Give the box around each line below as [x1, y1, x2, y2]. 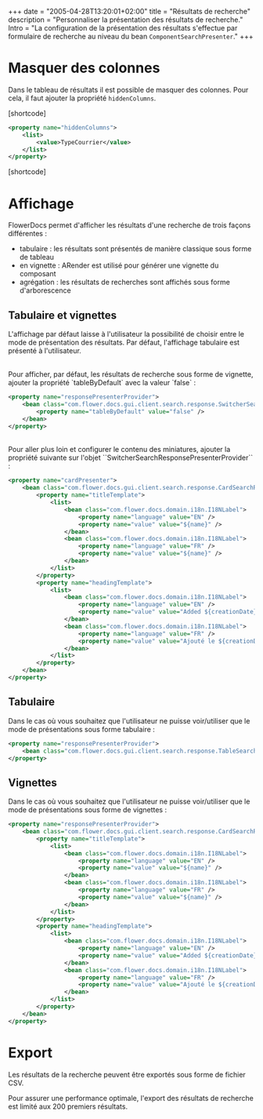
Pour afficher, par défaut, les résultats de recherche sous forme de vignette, [8, 370, 254, 379]
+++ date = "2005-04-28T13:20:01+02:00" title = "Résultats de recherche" [8, 7, 250, 16]
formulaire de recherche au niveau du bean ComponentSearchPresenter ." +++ [8, 31, 254, 41]
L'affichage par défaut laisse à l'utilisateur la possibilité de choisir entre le [8, 330, 245, 339]
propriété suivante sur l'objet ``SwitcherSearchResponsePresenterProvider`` [8, 453, 253, 462]
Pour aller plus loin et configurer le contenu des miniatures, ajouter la [8, 445, 231, 454]
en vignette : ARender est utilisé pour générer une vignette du [19, 261, 219, 270]
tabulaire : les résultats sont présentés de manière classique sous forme [19, 244, 252, 253]
